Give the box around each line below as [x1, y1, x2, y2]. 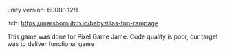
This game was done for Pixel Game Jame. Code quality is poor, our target [7, 32, 218, 41]
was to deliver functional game [7, 40, 95, 47]
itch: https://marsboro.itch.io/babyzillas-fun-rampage [7, 19, 159, 27]
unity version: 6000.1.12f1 [7, 6, 78, 14]
